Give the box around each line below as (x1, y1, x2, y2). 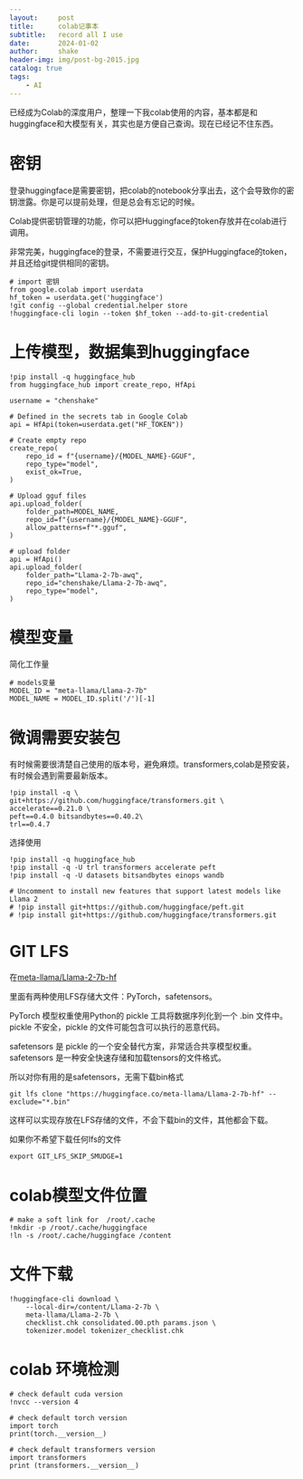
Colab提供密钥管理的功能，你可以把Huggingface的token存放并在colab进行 (9, 215, 288, 227)
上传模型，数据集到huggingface (9, 342, 251, 362)
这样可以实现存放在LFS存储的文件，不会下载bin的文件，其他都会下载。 (9, 1115, 273, 1126)
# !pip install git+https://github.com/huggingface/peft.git (9, 903, 245, 912)
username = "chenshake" (9, 396, 99, 405)
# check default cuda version (9, 1390, 124, 1399)
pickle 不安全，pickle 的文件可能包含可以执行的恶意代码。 (9, 1021, 225, 1033)
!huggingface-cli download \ (9, 1295, 119, 1304)
